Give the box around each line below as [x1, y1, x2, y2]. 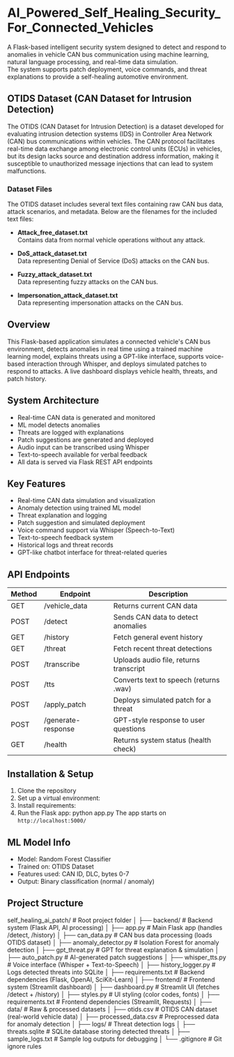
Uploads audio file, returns [113, 655, 201, 665]
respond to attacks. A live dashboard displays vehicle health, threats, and [7, 367, 218, 375]
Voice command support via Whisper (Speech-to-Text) [17, 526, 175, 535]
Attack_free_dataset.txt [17, 228, 88, 237]
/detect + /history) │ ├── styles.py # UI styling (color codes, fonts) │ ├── [7, 990, 220, 998]
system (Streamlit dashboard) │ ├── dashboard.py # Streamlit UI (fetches [7, 982, 220, 991]
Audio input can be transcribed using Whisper [17, 443, 150, 451]
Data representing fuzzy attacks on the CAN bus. [17, 278, 159, 286]
